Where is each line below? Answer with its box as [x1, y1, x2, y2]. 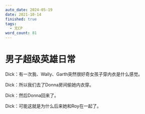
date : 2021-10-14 [5, 12, 42, 17]
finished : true [5, 16, 37, 21]
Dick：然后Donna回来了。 [5, 92, 59, 98]
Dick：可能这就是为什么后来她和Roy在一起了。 [5, 103, 101, 109]
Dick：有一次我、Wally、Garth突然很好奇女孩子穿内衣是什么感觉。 [5, 71, 143, 77]
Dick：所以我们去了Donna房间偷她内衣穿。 [5, 81, 94, 87]
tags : [5, 21, 17, 26]
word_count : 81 [5, 30, 37, 35]
